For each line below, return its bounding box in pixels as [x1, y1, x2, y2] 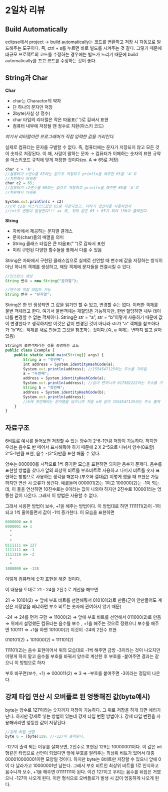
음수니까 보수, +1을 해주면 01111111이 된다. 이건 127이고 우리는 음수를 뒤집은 [5, 769, 152, 775]
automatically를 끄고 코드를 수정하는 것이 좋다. [5, 58, 96, 63]
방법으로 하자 [19, 659, 45, 666]
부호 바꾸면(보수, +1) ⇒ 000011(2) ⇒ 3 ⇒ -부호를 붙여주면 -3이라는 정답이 [5, 670, 151, 676]
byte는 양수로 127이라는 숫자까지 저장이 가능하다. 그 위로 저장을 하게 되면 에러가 [5, 707, 161, 713]
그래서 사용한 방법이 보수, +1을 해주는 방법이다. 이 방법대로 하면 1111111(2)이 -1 [5, 503, 157, 509]
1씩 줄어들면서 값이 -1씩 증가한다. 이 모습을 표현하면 [14, 509, 115, 515]
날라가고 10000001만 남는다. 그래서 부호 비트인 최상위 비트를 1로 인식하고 [15, 762, 159, 768]
